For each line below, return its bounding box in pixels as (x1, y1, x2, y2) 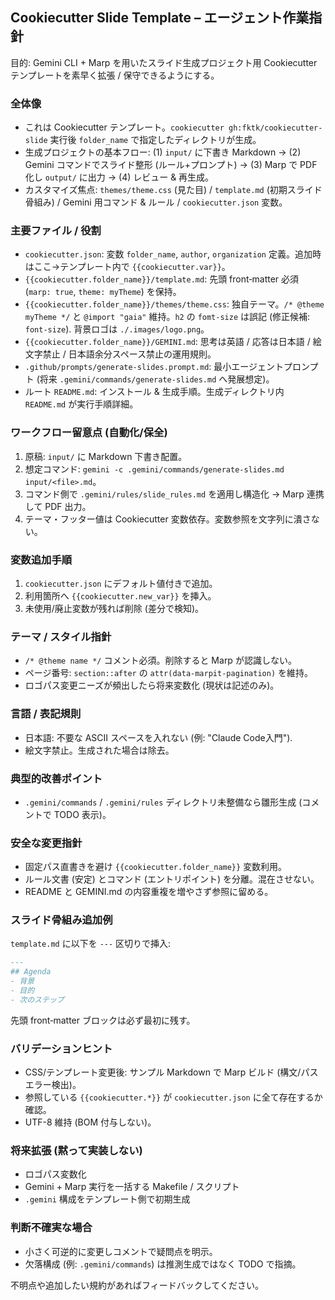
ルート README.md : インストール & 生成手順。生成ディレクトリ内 (24, 386, 285, 398)
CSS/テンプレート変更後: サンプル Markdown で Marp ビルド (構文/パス (24, 1066, 319, 1078)
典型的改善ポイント (10, 771, 103, 785)
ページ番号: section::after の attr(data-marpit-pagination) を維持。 (24, 667, 313, 679)
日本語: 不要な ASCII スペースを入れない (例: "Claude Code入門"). (24, 731, 293, 743)
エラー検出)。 (24, 1079, 82, 1091)
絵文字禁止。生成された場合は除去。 (24, 744, 175, 756)
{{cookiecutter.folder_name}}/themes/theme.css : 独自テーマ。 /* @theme (24, 298, 325, 310)
